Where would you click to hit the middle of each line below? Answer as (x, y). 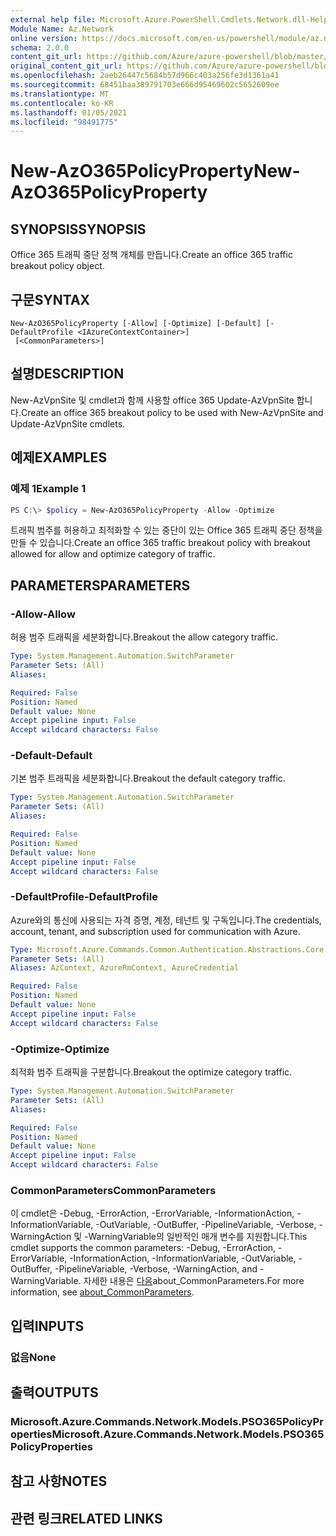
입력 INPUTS (47, 1326)
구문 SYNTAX (50, 299)
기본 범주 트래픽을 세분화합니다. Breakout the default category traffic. (148, 778)
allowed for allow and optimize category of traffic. (113, 554)
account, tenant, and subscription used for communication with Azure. (155, 931)
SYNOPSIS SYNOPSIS (78, 229)
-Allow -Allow (43, 614)
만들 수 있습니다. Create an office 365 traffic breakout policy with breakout (160, 543)
